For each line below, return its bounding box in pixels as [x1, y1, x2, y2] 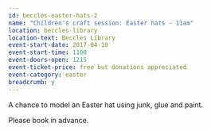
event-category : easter [8, 71, 88, 79]
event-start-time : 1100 [8, 48, 88, 56]
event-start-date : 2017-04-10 [8, 41, 109, 49]
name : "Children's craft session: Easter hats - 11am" [8, 19, 194, 27]
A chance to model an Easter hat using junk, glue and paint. [8, 100, 204, 110]
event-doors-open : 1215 [8, 56, 88, 64]
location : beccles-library [8, 26, 98, 34]
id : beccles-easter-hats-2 [8, 11, 98, 20]
